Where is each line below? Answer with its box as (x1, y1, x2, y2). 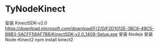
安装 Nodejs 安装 (119, 31, 153, 37)
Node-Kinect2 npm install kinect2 (5, 36, 73, 42)
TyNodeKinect (5, 3, 65, 15)
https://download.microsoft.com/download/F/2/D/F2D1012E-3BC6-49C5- (5, 25, 154, 31)
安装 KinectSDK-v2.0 (5, 20, 48, 26)
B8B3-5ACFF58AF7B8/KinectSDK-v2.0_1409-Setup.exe (5, 31, 118, 37)
